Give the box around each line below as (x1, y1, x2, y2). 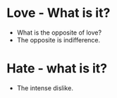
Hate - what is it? (6, 61, 107, 77)
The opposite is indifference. (16, 35, 101, 44)
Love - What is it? (6, 5, 111, 21)
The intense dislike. (16, 83, 73, 92)
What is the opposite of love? (16, 28, 102, 37)
